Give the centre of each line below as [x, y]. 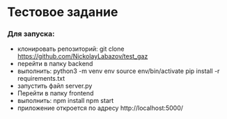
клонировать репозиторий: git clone [71, 49]
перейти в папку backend [55, 64]
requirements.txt [41, 79]
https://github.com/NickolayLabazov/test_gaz [83, 56]
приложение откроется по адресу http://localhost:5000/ [100, 108]
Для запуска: [31, 34]
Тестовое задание [63, 12]
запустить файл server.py [55, 86]
